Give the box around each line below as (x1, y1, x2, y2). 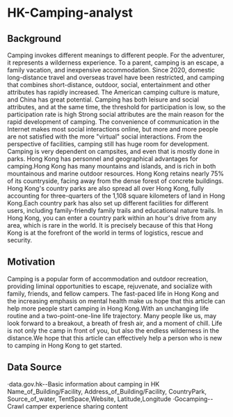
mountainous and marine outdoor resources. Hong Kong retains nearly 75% (7, 169, 225, 178)
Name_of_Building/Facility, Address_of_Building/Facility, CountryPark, (7, 387, 207, 395)
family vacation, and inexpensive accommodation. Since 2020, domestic (7, 66, 216, 74)
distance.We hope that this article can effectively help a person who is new (7, 333, 223, 342)
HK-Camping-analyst (7, 5, 134, 21)
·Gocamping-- (172, 395, 214, 403)
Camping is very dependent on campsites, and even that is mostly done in (7, 148, 220, 155)
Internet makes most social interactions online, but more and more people (7, 125, 219, 133)
